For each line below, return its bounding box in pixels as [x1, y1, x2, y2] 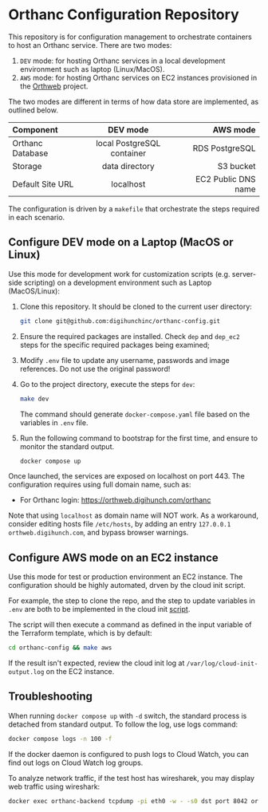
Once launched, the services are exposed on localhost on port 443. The [8, 471, 245, 481]
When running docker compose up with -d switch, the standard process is [8, 711, 247, 720]
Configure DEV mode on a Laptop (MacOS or [8, 235, 234, 249]
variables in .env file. [19, 417, 89, 428]
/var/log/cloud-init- [186, 660, 258, 668]
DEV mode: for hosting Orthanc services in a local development [19, 56, 226, 65]
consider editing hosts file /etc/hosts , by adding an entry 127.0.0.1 [8, 519, 231, 529]
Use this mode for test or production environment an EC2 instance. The [8, 572, 243, 581]
